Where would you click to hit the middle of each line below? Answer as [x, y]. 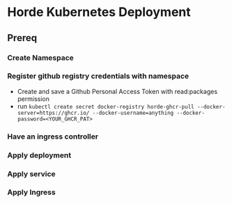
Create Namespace [41, 58]
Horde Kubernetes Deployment [99, 12]
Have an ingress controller [53, 136]
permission [33, 99]
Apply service [31, 173]
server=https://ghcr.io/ [53, 113]
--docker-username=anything [133, 113]
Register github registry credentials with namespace [98, 76]
